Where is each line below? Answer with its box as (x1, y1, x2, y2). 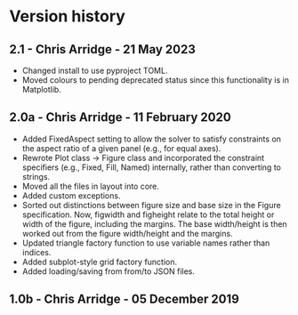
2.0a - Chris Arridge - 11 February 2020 (9, 109, 231, 125)
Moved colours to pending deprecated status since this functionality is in (21, 75, 289, 85)
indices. (21, 246, 52, 257)
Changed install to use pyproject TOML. (21, 65, 168, 76)
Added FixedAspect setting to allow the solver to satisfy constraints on (21, 133, 282, 144)
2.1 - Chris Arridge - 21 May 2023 (9, 42, 196, 57)
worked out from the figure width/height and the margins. (21, 228, 233, 238)
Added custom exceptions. (21, 190, 121, 201)
